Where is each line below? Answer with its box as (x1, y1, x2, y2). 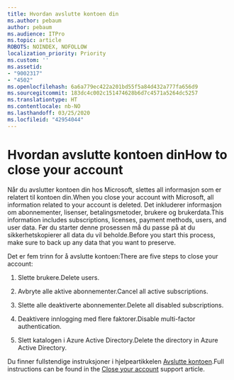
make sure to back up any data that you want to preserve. (7, 238, 176, 246)
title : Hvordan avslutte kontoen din (7, 10, 119, 18)
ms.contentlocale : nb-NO (7, 103, 81, 110)
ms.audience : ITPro (7, 30, 65, 38)
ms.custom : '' (7, 57, 50, 64)
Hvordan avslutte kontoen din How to (7, 146, 228, 163)
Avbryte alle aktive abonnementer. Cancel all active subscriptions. (17, 287, 208, 295)
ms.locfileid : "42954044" (7, 116, 84, 123)
